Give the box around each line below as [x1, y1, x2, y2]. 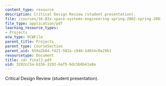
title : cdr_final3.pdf [5, 57, 52, 62]
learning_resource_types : [5, 26, 58, 30]
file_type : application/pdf [5, 21, 63, 26]
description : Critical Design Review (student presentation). [5, 12, 136, 17]
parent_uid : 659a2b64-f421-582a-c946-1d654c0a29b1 [5, 48, 112, 53]
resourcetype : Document [5, 53, 54, 58]
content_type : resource [5, 7, 54, 12]
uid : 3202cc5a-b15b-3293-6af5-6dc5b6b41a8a [5, 62, 96, 67]
